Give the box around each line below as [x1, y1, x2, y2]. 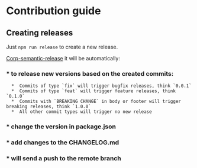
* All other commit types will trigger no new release [11, 109, 152, 115]
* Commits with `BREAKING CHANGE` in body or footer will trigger [11, 99, 182, 105]
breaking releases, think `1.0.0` [6, 104, 92, 110]
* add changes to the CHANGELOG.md [6, 138, 120, 147]
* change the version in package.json [6, 122, 117, 131]
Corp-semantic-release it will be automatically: [6, 55, 120, 62]
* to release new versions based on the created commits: [6, 69, 174, 77]
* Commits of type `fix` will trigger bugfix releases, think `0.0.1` [11, 83, 192, 89]
